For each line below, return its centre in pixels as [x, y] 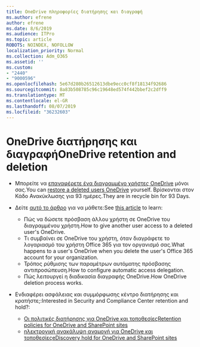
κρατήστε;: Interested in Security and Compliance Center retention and [101, 301]
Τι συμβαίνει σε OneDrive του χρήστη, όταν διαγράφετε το [97, 238]
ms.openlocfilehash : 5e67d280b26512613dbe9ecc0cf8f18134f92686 [87, 84]
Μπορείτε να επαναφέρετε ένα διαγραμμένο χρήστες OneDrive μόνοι [102, 184]
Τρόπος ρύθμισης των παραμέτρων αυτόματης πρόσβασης [97, 264]
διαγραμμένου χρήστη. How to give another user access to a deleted [108, 226]
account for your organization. [61, 257]
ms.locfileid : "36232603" [38, 112]
